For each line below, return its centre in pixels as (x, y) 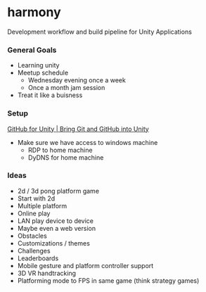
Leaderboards (38, 258)
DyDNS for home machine (66, 157)
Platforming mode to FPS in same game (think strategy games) (108, 280)
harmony (34, 12)
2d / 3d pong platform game (58, 191)
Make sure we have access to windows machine (88, 142)
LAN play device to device (55, 221)
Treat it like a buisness (50, 95)
